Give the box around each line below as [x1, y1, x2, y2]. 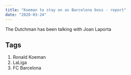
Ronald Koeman [12, 54, 46, 60]
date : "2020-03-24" [5, 12, 47, 17]
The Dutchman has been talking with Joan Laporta [5, 26, 112, 32]
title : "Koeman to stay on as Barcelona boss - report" [5, 7, 126, 13]
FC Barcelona [12, 65, 42, 71]
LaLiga [12, 59, 27, 66]
